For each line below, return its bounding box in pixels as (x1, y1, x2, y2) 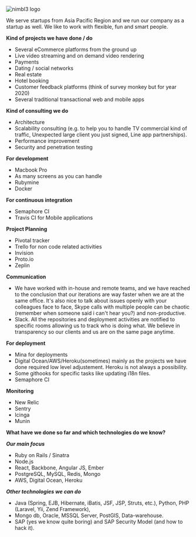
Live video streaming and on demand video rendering (14, 52, 144, 59)
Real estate (14, 71, 42, 78)
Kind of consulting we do (6, 108, 69, 114)
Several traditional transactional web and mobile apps (14, 96, 145, 103)
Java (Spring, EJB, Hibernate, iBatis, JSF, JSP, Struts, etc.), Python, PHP (14, 499, 190, 506)
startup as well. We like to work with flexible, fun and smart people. (6, 24, 168, 30)
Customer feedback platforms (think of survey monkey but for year (14, 83, 177, 90)
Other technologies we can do (6, 488, 81, 495)
